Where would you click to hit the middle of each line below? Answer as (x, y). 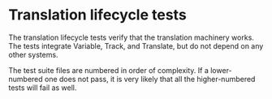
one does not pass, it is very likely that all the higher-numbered (150, 79)
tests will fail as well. (43, 88)
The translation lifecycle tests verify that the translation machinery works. (131, 37)
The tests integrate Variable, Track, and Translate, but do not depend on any (136, 45)
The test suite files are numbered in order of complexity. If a (109, 70)
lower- (221, 70)
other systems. (33, 54)
